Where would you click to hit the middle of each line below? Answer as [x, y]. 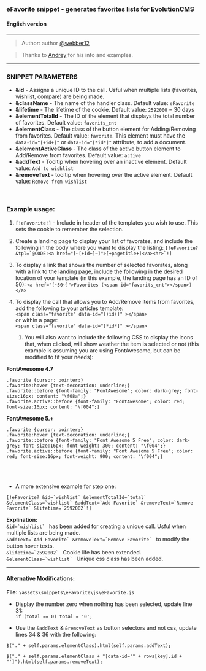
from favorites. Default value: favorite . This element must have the [100, 136]
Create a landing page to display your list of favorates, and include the [104, 241]
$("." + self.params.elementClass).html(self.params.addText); [89, 646]
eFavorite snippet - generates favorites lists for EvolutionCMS [100, 9]
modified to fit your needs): [59, 357]
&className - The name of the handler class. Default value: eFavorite [105, 103]
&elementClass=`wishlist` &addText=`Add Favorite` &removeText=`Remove [100, 503]
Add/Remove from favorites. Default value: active [78, 155]
